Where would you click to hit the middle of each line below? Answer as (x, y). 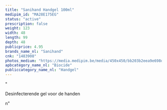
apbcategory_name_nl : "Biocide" (39, 65)
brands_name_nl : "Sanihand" (34, 51)
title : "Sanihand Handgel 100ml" (40, 10)
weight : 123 (17, 28)
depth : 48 (15, 42)
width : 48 (15, 33)
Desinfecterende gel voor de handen (43, 94)
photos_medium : (21, 61)
